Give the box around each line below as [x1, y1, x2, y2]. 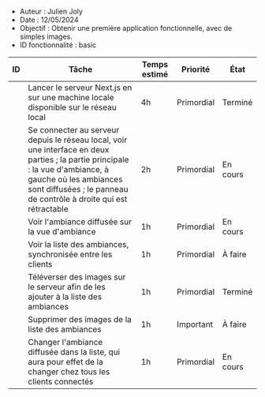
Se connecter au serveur [28, 125, 120, 135]
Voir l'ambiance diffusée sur [28, 216, 132, 227]
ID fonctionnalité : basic [19, 40, 97, 50]
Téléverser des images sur [28, 272, 126, 283]
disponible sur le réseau [28, 102, 117, 113]
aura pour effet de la [28, 357, 104, 367]
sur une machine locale [28, 92, 114, 103]
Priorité [181, 64, 211, 74]
